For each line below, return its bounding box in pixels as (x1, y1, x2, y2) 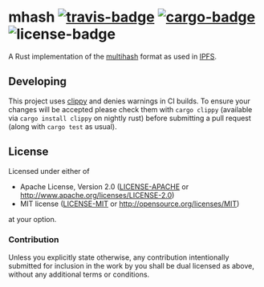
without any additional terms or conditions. (8, 269, 150, 279)
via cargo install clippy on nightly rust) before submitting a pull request (8, 113, 251, 123)
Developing (8, 75, 67, 88)
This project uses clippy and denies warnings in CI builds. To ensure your (8, 96, 251, 106)
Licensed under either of (8, 166, 90, 176)
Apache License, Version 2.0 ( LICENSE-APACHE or (19, 181, 189, 192)
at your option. (8, 214, 57, 224)
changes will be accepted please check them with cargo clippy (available (8, 104, 253, 114)
